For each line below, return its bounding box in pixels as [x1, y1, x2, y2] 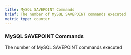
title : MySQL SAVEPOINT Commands [5, 7, 75, 12]
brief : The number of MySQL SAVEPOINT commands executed [5, 12, 126, 17]
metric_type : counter [5, 16, 50, 21]
